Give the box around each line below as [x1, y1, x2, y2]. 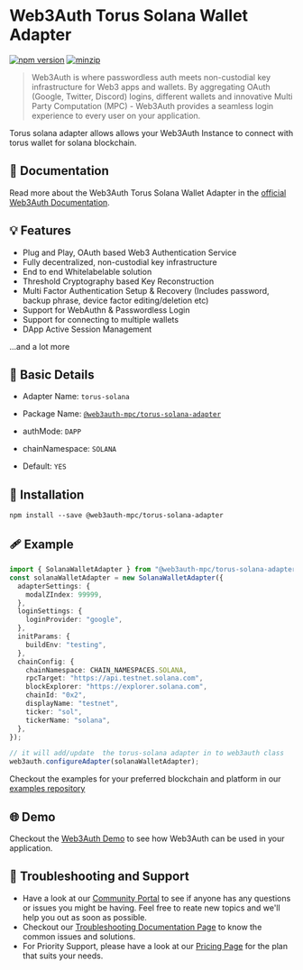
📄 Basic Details [9, 367, 95, 382]
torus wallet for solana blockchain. [9, 137, 137, 148]
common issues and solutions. [22, 930, 136, 942]
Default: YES [22, 461, 67, 471]
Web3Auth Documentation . [9, 197, 110, 207]
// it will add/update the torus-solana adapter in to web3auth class [9, 749, 284, 758]
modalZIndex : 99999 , [25, 590, 103, 599]
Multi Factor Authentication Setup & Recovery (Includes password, [22, 285, 270, 296]
